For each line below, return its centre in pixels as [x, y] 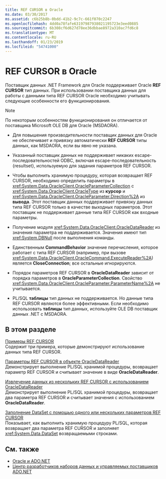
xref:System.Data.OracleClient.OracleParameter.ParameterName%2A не [86, 283]
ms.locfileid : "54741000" [32, 47]
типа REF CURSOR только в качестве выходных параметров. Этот [82, 207]
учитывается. [27, 288]
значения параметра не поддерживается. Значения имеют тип [79, 232]
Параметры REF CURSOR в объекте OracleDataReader [62, 362]
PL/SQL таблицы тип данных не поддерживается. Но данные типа [83, 298]
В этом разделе [31, 329]
